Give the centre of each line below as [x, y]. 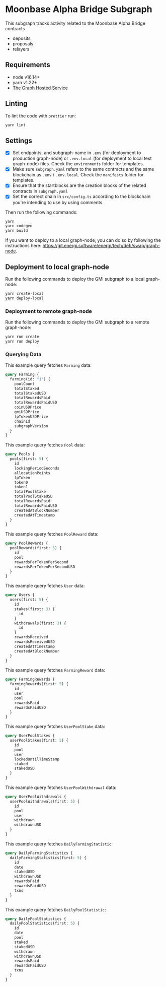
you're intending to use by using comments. [58, 202]
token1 [21, 487]
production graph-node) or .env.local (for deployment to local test [82, 158]
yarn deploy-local [24, 298]
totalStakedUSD [30, 393]
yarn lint [16, 125]
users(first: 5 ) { [29, 600]
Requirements [28, 65]
